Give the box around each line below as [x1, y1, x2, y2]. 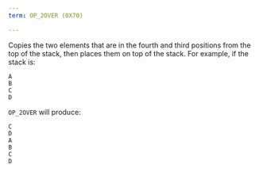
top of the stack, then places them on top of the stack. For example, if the [8, 48, 249, 58]
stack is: [8, 57, 36, 67]
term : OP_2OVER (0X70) [8, 11, 83, 20]
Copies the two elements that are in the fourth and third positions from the [8, 40, 252, 50]
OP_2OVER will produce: [8, 107, 81, 117]
